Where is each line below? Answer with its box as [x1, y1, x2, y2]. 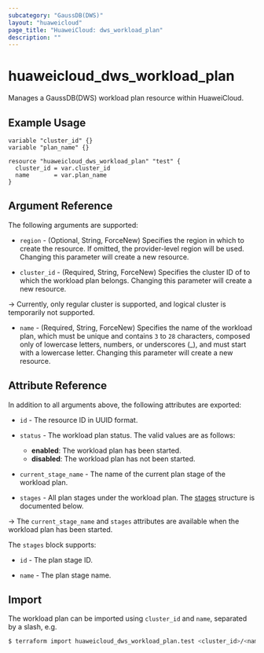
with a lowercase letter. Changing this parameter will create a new [19, 347, 233, 358]
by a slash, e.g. [8, 622, 57, 632]
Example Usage [8, 116, 86, 130]
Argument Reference [8, 200, 113, 213]
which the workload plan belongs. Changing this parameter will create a [19, 276, 253, 285]
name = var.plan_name [15, 171, 108, 179]
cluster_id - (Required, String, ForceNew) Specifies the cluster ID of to [19, 267, 251, 277]
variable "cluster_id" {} [8, 137, 93, 145]
